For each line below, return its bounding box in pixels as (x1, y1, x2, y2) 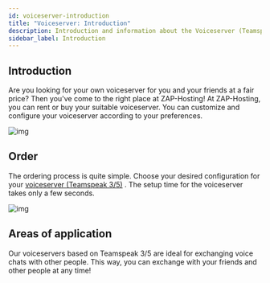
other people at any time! (8, 265, 92, 275)
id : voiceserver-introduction (8, 11, 110, 20)
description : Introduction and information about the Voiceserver (8, 27, 235, 35)
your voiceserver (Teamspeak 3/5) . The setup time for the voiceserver (8, 179, 243, 189)
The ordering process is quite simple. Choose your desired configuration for (8, 170, 260, 181)
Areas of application (8, 227, 112, 241)
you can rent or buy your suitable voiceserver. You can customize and (8, 102, 240, 113)
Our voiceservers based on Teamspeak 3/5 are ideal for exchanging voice (8, 248, 254, 258)
